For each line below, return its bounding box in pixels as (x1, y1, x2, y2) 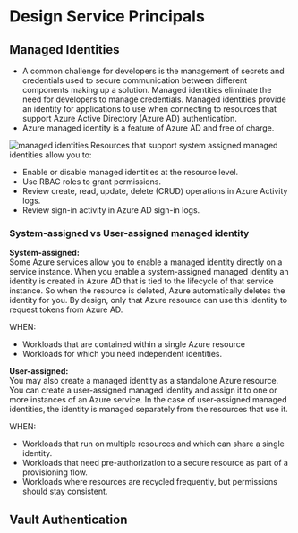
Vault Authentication (9, 512, 128, 527)
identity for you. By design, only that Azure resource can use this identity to (9, 295, 288, 306)
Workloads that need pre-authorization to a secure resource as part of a (21, 458, 289, 469)
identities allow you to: (9, 149, 92, 160)
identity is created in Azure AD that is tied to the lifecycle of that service (9, 275, 275, 287)
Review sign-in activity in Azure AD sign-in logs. (21, 205, 200, 216)
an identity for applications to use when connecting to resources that (21, 104, 277, 114)
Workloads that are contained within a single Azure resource (21, 339, 246, 350)
